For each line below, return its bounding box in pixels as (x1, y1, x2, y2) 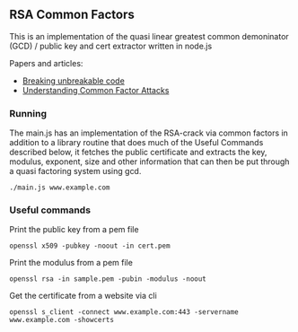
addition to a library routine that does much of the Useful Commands (9, 137, 264, 148)
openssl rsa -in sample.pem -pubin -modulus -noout (9, 275, 206, 284)
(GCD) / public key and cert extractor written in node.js (9, 40, 213, 51)
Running (9, 107, 48, 119)
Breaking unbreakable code (22, 75, 126, 86)
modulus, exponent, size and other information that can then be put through (9, 156, 290, 167)
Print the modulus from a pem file (9, 258, 133, 268)
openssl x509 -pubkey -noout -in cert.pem (9, 241, 171, 250)
